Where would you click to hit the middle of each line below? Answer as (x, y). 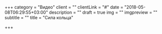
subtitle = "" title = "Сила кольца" (39, 17)
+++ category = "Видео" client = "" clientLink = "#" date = (64, 7)
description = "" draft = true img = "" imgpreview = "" (103, 12)
